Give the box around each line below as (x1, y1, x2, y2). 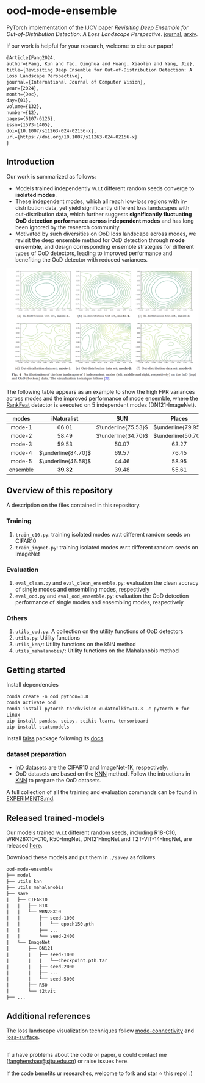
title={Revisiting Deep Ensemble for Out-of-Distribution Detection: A (6, 66, 192, 73)
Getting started (6, 665, 66, 675)
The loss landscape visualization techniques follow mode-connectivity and (6, 1027, 194, 1034)
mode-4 (10, 449, 32, 456)
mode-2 (10, 432, 32, 439)
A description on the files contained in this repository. (6, 501, 141, 509)
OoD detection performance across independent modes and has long (15, 217, 194, 224)
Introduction (6, 157, 55, 167)
